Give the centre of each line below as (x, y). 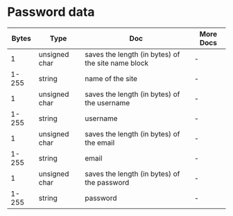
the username (107, 102)
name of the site (111, 78)
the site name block (116, 63)
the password (107, 182)
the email (100, 143)
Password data (51, 12)
